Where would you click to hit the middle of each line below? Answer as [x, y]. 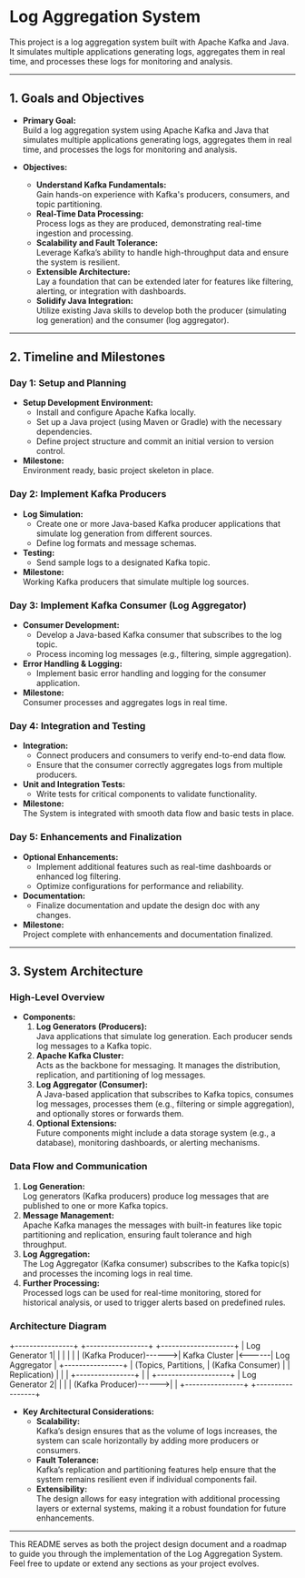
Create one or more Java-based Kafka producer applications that [158, 523]
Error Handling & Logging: [72, 664]
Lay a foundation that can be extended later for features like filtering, [164, 281]
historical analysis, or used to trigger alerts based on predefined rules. [154, 1302]
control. [50, 451]
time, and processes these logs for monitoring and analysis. [121, 61]
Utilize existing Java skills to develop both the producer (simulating [161, 310]
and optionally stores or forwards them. [110, 1114]
